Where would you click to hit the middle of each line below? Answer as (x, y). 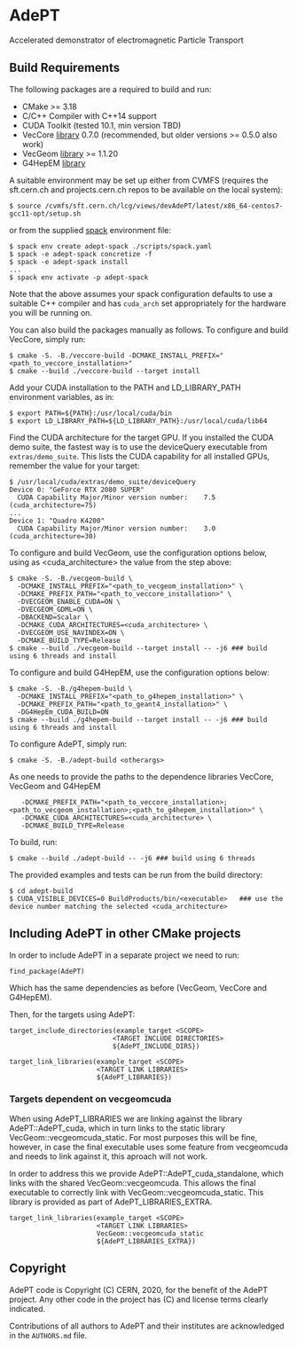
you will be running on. (51, 312)
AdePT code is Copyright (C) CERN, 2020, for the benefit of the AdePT (139, 1289)
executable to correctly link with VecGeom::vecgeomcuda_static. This (137, 1192)
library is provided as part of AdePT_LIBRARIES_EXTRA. (111, 1202)
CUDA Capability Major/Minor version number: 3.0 (117, 529)
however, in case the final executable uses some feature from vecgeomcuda (148, 1147)
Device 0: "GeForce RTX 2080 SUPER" (77, 490)
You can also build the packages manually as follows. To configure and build (149, 330)
